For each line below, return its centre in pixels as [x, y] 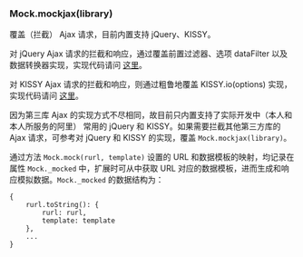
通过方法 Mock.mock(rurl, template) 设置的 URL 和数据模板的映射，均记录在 [152, 157]
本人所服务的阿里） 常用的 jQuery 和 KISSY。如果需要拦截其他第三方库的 [145, 126]
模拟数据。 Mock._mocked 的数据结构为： [90, 180]
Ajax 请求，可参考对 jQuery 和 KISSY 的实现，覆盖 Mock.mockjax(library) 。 [151, 138]
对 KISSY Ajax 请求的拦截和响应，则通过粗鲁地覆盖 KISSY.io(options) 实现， [151, 84]
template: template [79, 221]
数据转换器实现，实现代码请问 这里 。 [78, 65]
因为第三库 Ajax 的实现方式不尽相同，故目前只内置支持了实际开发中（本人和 [151, 115]
